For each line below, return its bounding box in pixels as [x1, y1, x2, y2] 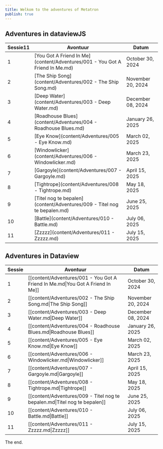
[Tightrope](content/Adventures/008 [34, 181, 119, 188]
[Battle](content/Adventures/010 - [34, 215, 114, 222]
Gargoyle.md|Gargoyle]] [28, 371, 83, 378]
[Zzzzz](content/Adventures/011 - [34, 229, 115, 236]
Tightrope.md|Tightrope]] [28, 385, 87, 391]
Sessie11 [7, 44, 30, 51]
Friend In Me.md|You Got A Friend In [28, 281, 111, 288]
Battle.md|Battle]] [28, 413, 68, 420]
